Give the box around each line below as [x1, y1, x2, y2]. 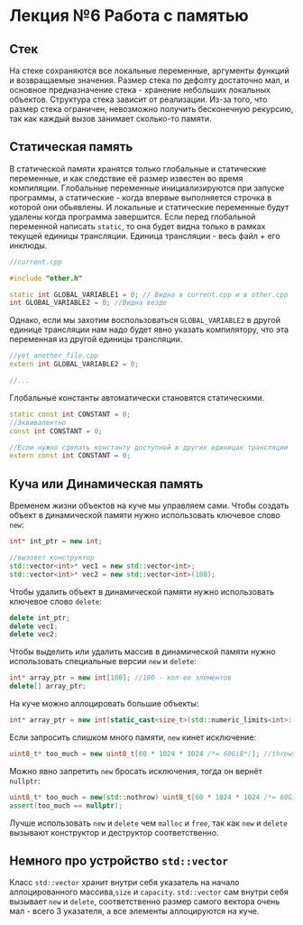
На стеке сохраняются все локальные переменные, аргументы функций [9, 65, 290, 76]
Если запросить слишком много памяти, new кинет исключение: [9, 732, 257, 743]
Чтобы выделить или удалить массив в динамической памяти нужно [9, 646, 277, 657]
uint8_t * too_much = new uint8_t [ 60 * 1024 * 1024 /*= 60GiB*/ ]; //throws [9, 749, 297, 758]
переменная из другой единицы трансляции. [9, 334, 183, 345]
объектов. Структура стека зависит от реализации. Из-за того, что [9, 94, 268, 105]
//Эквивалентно [9, 418, 67, 427]
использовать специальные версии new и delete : [9, 656, 197, 667]
